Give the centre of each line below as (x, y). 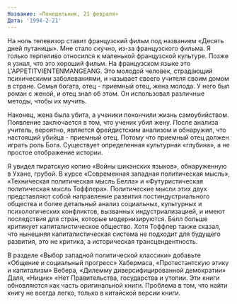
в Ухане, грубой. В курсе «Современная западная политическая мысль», (119, 174)
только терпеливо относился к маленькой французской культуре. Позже (118, 56)
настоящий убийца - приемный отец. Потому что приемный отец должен (118, 137)
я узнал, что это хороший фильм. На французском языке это (99, 63)
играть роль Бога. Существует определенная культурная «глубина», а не (118, 145)
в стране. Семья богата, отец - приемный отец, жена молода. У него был (118, 86)
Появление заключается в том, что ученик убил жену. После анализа (113, 122)
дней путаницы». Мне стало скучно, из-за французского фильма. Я (109, 48)
